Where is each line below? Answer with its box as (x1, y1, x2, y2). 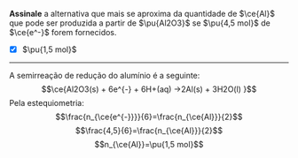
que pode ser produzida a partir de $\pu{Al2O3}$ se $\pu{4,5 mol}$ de (9, 18, 271, 28)
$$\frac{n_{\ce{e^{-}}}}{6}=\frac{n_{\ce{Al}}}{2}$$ (55, 111, 243, 123)
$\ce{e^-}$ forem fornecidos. (9, 27, 117, 37)
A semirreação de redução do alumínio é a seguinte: (9, 71, 200, 81)
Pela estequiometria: (9, 98, 84, 109)
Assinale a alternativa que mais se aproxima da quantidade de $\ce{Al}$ (9, 9, 275, 19)
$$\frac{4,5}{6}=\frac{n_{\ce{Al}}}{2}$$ (74, 125, 223, 136)
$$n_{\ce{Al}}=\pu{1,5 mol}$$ (94, 139, 204, 150)
